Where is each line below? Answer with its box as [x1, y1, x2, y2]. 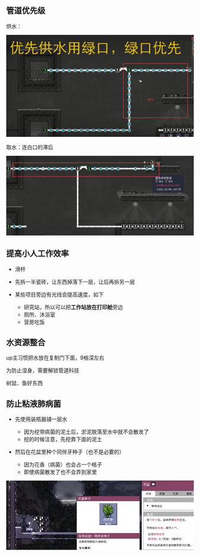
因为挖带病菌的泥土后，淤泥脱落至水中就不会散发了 [23, 428, 149, 436]
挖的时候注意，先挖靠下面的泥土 [23, 436, 102, 443]
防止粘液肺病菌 [6, 398, 61, 409]
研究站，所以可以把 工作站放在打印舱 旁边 [23, 303, 123, 311]
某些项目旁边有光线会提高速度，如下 [14, 291, 104, 298]
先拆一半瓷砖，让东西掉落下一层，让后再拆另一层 [14, 278, 135, 285]
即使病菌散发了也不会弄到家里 [23, 468, 97, 476]
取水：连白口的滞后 [6, 143, 54, 151]
